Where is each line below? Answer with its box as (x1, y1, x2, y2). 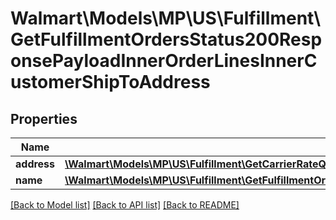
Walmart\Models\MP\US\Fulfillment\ (10, 7, 322, 30)
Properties (10, 110, 78, 127)
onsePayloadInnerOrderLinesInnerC (10, 50, 318, 72)
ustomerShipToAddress (10, 71, 211, 94)
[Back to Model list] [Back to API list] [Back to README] (10, 199, 240, 211)
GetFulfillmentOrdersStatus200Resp (10, 28, 323, 51)
